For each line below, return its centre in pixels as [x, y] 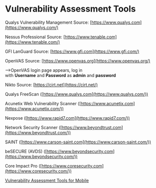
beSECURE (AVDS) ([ [26, 151]
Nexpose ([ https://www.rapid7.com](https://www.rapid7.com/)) [68, 118]
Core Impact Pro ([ [23, 166]
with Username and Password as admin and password [60, 75]
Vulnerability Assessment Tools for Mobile [47, 180]
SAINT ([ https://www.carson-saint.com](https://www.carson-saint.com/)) [78, 142]
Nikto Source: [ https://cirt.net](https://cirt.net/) [51, 85]
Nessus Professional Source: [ [35, 37]
